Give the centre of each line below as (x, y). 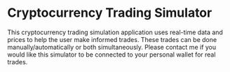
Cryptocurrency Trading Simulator (110, 13)
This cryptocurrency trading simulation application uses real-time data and (115, 32)
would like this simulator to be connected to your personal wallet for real (111, 55)
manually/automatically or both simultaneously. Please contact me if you (112, 47)
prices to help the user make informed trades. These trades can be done (112, 39)
